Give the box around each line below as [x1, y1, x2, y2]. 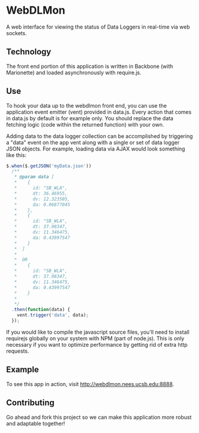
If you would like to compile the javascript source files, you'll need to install [6, 328, 190, 335]
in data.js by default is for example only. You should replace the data [6, 114, 173, 122]
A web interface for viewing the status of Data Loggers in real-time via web [6, 23, 190, 30]
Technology [6, 47, 52, 57]
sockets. [6, 29, 27, 36]
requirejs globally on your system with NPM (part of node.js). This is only [6, 334, 185, 342]
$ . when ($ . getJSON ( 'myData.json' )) [6, 163, 92, 169]
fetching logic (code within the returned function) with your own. [6, 121, 165, 128]
